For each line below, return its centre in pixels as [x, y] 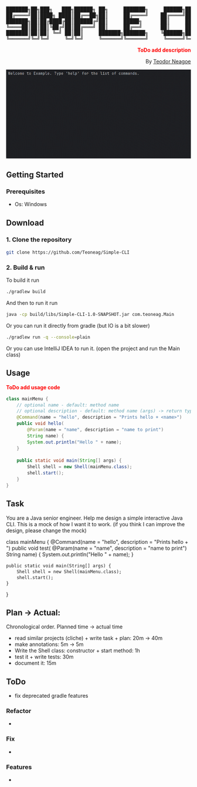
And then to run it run [32, 303]
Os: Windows [30, 204]
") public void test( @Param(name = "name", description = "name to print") [96, 548]
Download [25, 223]
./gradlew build [26, 292]
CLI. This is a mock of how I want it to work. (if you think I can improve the [96, 524]
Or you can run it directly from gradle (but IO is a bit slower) [78, 325]
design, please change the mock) [46, 530]
